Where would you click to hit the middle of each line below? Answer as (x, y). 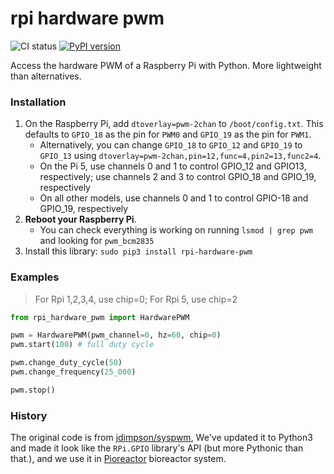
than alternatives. (46, 76)
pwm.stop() (33, 390)
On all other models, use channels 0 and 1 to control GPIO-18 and (174, 198)
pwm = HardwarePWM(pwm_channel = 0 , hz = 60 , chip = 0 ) (116, 335)
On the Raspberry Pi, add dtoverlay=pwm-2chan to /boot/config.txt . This (174, 124)
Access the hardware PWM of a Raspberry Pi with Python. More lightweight (166, 65)
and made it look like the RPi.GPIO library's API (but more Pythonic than (157, 448)
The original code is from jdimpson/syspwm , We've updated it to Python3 (161, 438)
